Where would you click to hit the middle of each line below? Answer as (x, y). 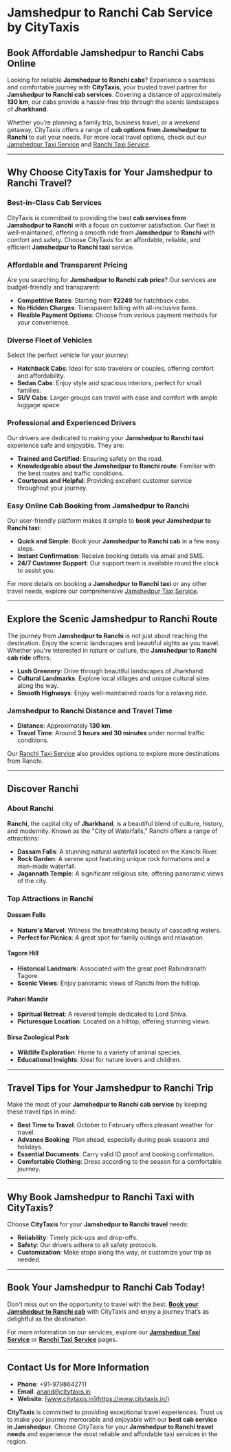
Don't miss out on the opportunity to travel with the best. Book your (103, 1304)
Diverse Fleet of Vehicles (50, 340)
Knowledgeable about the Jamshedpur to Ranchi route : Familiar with (117, 466)
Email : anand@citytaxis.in (54, 1391)
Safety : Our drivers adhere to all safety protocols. (87, 1245)
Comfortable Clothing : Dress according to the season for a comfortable (119, 1162)
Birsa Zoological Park (38, 1037)
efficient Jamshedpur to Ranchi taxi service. (71, 247)
